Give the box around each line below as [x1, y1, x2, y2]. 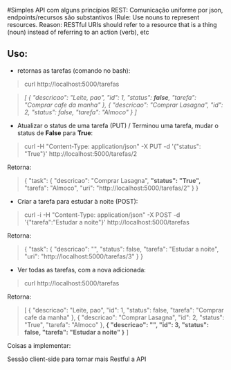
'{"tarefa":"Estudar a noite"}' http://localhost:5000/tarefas [24, 218, 190, 226]
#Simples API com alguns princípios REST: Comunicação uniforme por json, [7, 6, 223, 14]
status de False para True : [17, 128, 93, 137]
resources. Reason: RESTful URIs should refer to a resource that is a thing [7, 21, 217, 28]
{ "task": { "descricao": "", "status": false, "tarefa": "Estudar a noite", [24, 245, 219, 253]
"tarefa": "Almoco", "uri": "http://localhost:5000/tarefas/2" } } [24, 184, 199, 192]
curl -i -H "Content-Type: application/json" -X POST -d [24, 211, 181, 219]
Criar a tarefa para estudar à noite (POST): [17, 197, 138, 205]
